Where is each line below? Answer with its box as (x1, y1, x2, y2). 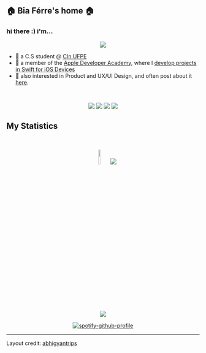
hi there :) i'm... (6, 27, 53, 36)
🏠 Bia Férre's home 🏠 (6, 6, 94, 16)
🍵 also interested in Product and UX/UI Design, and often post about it (15, 72, 192, 79)
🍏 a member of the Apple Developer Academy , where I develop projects (15, 59, 197, 66)
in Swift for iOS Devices (15, 66, 75, 73)
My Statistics (6, 121, 58, 131)
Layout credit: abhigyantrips (6, 340, 78, 347)
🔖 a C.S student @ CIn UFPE (15, 52, 87, 60)
